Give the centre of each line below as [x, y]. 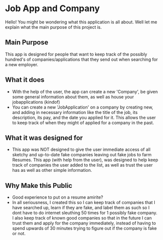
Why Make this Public [39, 185]
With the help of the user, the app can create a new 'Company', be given [85, 92]
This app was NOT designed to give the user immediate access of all [81, 149]
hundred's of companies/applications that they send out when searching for [81, 59]
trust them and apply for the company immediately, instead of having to [84, 223]
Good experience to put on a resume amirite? [58, 197]
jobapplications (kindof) [36, 102]
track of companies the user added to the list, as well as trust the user [82, 165]
